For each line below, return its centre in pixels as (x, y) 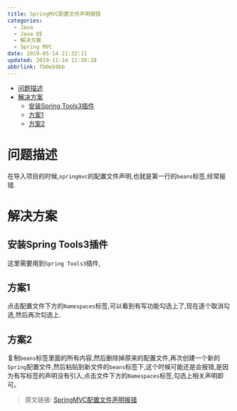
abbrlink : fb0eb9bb (36, 67)
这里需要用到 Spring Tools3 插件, (54, 263)
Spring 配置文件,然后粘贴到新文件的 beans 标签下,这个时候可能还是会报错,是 (115, 367)
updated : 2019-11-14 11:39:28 (52, 60)
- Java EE (28, 34)
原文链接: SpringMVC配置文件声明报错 (81, 400)
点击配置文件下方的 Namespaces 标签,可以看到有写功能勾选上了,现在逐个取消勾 (118, 306)
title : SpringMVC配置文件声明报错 (54, 14)
